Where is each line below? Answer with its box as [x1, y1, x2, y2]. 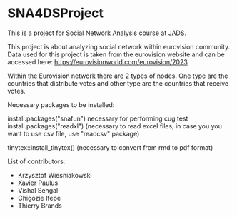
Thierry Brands [17, 201, 62, 210]
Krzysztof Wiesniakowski [17, 171, 92, 179]
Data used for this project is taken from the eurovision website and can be [7, 50, 225, 59]
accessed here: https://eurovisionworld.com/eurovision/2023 [7, 57, 188, 66]
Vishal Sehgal [17, 186, 59, 194]
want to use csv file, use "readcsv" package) [7, 129, 140, 138]
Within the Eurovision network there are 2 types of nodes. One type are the [7, 71, 228, 80]
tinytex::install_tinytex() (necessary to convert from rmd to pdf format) [7, 143, 213, 151]
